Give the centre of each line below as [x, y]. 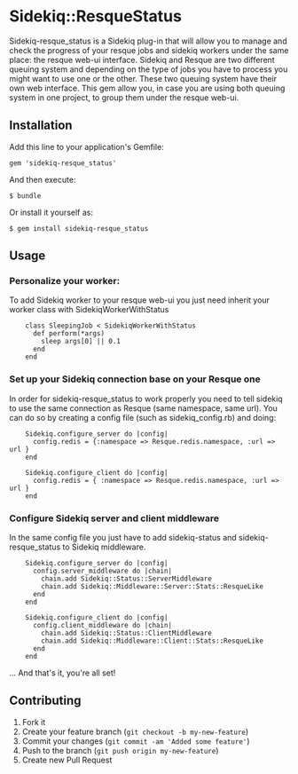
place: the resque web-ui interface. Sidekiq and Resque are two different [142, 59]
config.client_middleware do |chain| [102, 626]
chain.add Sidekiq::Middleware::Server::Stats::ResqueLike [153, 587]
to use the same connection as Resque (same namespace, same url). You [143, 408]
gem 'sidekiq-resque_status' [63, 163]
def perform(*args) [68, 334]
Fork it [34, 722]
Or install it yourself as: [51, 212]
